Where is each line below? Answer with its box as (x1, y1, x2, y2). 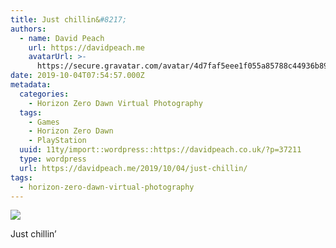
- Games (28, 117, 60, 127)
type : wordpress (19, 154, 87, 164)
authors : (10, 24, 47, 34)
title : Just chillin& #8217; (10, 14, 128, 25)
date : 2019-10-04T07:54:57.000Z (10, 71, 145, 81)
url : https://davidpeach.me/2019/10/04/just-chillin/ (19, 163, 248, 173)
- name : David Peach (19, 33, 105, 43)
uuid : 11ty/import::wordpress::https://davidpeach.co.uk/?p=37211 (19, 145, 302, 155)
